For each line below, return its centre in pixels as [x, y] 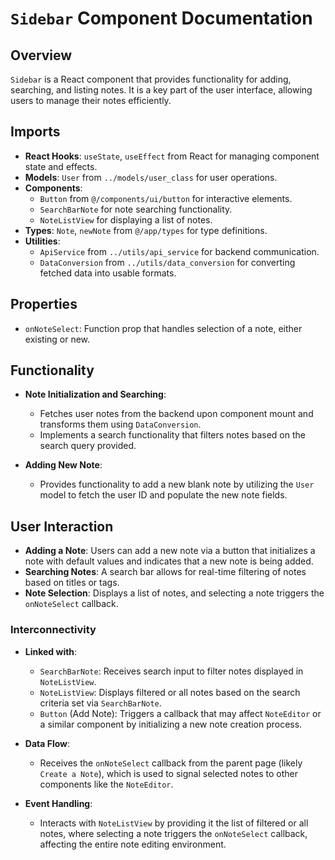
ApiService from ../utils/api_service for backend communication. [179, 251]
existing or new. [57, 339]
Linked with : [51, 651]
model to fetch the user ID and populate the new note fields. [163, 495]
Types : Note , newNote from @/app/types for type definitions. [146, 230]
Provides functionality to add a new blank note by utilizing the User [177, 484]
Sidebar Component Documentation [161, 18]
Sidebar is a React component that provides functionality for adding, [151, 79]
